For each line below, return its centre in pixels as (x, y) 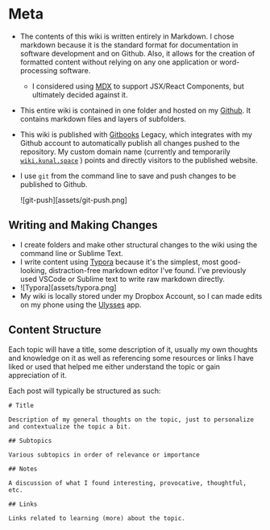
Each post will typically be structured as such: (85, 391)
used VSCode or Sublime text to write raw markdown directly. (123, 279)
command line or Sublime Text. (71, 253)
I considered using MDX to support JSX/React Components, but (138, 86)
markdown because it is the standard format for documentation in (129, 44)
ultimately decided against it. (80, 94)
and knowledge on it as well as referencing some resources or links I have (131, 358)
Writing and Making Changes (83, 225)
